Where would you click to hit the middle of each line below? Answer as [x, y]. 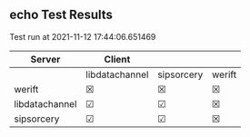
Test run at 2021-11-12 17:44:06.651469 [83, 36]
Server [45, 59]
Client [117, 59]
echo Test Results [61, 15]
